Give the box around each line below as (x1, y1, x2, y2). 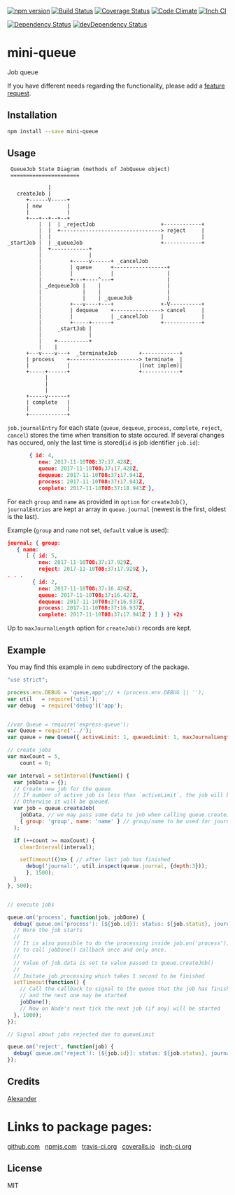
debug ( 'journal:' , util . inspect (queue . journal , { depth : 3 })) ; (25, 863, 208, 870)
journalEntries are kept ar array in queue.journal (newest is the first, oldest (7, 505, 227, 513)
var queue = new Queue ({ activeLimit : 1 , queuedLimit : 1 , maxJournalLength (7, 734, 233, 741)
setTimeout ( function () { (13, 979, 86, 986)
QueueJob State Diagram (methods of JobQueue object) (10, 166, 171, 173)
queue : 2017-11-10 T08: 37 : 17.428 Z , (38, 465, 139, 473)
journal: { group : (7, 539, 61, 546)
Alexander (7, 1094, 37, 1102)
